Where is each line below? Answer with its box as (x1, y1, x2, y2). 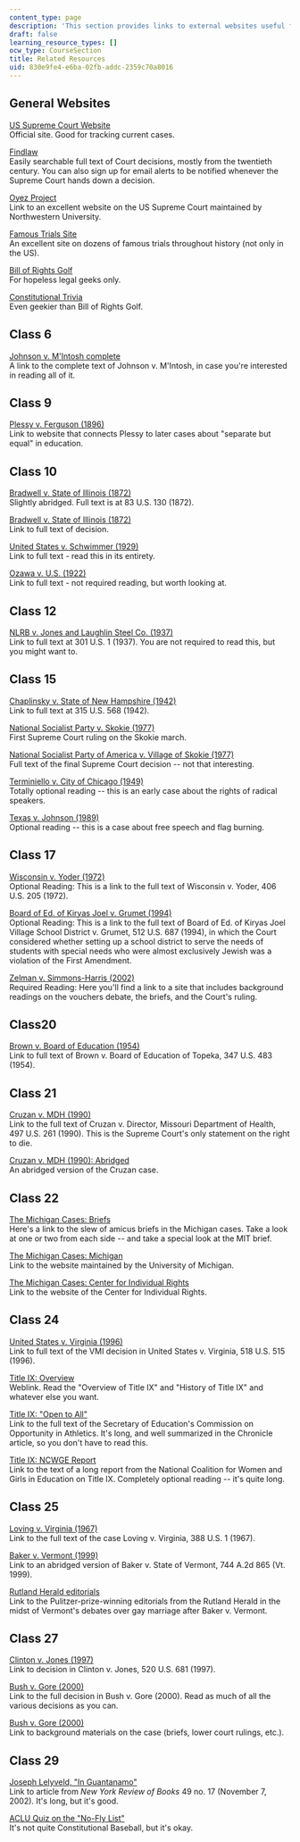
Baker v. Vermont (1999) (9, 1550, 98, 1561)
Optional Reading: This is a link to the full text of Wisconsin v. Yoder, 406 (9, 880, 277, 891)
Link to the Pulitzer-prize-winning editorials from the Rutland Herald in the (9, 1596, 281, 1606)
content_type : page (9, 13, 82, 22)
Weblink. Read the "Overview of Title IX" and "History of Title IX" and (9, 1381, 263, 1393)
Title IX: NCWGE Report (9, 1454, 96, 1465)
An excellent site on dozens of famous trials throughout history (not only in (9, 238, 284, 248)
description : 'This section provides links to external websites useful (9, 21, 286, 30)
